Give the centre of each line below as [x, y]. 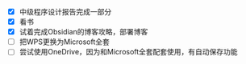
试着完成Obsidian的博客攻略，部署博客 [83, 32]
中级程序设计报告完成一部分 [65, 12]
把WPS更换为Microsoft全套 [65, 42]
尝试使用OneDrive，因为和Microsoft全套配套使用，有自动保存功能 [129, 52]
